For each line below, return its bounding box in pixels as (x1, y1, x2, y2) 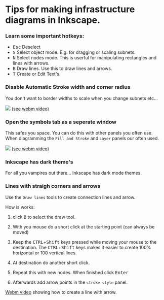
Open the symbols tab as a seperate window (5, 118, 116, 125)
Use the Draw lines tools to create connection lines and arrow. (5, 194, 136, 200)
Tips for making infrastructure (5, 4, 135, 15)
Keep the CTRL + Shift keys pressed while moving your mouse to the (12, 239, 157, 245)
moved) (12, 229, 29, 235)
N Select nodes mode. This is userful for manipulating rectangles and (12, 55, 157, 61)
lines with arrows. (12, 60, 50, 66)
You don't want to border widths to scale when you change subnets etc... (5, 95, 158, 101)
